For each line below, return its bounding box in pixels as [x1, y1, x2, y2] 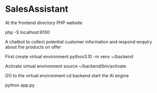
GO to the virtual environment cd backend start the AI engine [5, 72, 129, 78]
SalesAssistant [5, 3, 69, 15]
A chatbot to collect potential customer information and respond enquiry [5, 38, 152, 45]
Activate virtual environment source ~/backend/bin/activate [5, 63, 126, 69]
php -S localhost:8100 [5, 29, 50, 35]
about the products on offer [5, 44, 62, 50]
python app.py [5, 82, 35, 88]
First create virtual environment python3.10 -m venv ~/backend [5, 53, 133, 60]
